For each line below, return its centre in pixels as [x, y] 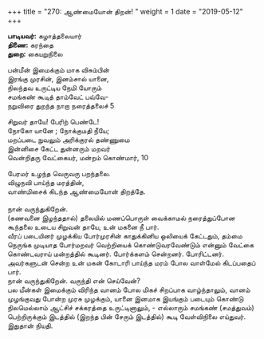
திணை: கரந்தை [31, 45]
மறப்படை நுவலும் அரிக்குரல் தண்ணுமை [69, 140]
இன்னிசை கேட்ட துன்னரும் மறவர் [59, 148]
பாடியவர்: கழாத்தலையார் [45, 36]
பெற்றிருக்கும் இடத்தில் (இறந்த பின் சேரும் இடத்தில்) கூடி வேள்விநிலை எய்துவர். [127, 317]
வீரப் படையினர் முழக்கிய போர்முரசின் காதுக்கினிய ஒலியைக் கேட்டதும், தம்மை [125, 236]
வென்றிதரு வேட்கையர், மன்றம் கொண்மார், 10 [78, 158]
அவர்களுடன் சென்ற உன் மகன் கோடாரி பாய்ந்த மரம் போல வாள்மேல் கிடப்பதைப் [132, 263]
